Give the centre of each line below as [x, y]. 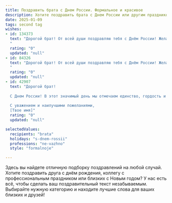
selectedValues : [23, 129]
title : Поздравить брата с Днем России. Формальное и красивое [74, 10]
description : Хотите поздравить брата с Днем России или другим [75, 15]
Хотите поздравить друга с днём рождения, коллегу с [65, 173]
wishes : [14, 29]
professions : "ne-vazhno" [38, 144]
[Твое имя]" [23, 110]
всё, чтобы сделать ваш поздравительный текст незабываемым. [76, 184]
